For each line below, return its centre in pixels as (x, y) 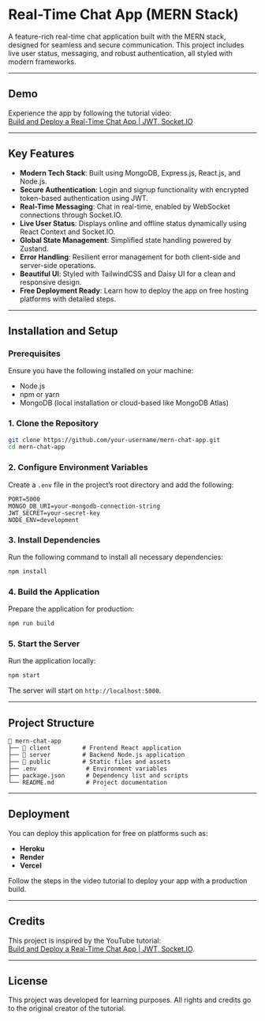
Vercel (30, 865)
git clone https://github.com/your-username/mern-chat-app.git (114, 440)
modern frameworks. (42, 62)
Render (32, 857)
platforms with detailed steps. (68, 299)
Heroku (32, 849)
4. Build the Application (54, 592)
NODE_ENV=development (44, 520)
